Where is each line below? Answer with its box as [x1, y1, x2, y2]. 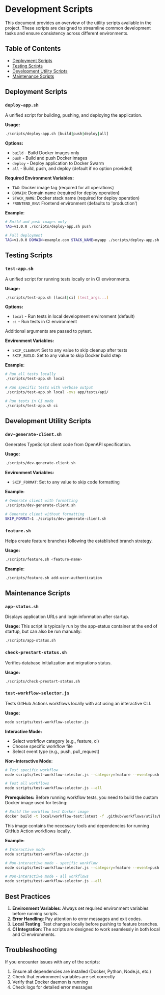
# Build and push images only [5, 219, 67, 225]
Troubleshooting [5, 946, 57, 954]
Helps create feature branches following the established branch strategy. [5, 538, 153, 544]
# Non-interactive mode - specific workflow [5, 860, 98, 865]
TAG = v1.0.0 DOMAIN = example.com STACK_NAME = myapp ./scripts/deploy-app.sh [5, 238, 160, 242]
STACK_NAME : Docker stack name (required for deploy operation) [12, 195, 140, 201]
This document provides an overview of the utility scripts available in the [5, 20, 152, 26]
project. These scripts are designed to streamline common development [5, 25, 151, 31]
